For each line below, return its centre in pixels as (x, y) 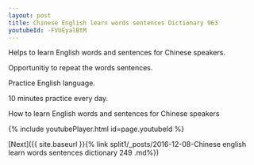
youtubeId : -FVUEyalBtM (48, 30)
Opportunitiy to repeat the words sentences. (81, 68)
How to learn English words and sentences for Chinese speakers (114, 114)
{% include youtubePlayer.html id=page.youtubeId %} (96, 129)
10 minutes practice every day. (58, 99)
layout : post (30, 15)
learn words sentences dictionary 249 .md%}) (84, 153)
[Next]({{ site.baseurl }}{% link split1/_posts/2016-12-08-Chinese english (127, 144)
